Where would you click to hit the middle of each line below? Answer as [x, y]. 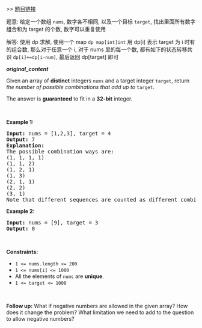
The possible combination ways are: [60, 151]
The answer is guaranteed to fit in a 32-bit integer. [69, 99]
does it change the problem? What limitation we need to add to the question [100, 312]
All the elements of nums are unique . [59, 276]
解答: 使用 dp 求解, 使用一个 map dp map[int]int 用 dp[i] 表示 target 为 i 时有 [101, 42]
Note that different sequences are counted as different [92, 200]
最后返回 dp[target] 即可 [89, 57]
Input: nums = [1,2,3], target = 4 [59, 133]
